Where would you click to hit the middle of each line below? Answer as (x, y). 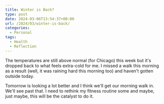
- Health (19, 42)
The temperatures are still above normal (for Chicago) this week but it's (78, 60)
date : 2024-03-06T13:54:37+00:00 (40, 19)
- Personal (21, 33)
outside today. (20, 76)
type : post (16, 14)
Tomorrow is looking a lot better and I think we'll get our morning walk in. (80, 86)
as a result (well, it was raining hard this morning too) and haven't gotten (79, 71)
